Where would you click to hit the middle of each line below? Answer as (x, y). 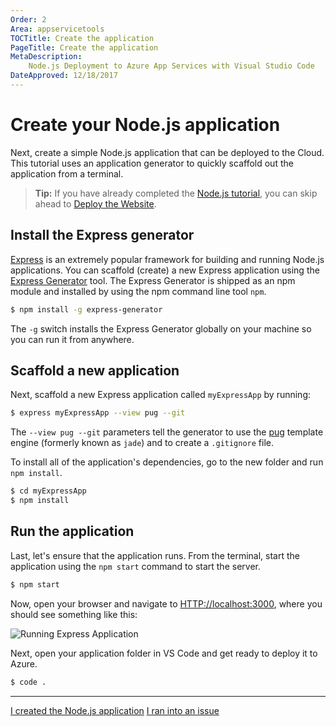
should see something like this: (74, 614)
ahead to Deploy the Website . (95, 203)
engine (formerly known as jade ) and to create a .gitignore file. (142, 443)
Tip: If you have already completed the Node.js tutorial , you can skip (176, 193)
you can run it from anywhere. (72, 339)
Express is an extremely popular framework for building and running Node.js (167, 259)
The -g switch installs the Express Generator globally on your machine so (161, 328)
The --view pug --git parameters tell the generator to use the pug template (167, 432)
